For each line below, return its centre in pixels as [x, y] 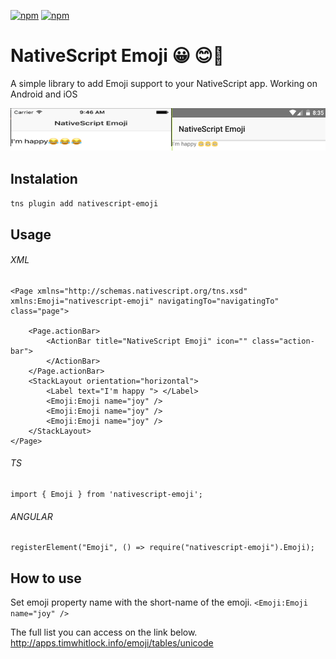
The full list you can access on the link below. [104, 632]
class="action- [283, 341]
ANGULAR [31, 516]
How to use [46, 578]
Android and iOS [44, 94]
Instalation [44, 178]
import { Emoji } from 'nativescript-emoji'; [106, 494]
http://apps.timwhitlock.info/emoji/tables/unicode [112, 642]
